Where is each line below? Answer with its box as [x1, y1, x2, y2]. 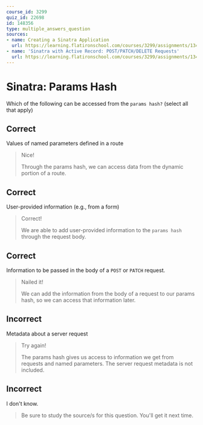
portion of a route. [21, 170, 66, 177]
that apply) [6, 106, 33, 114]
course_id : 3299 [6, 8, 47, 15]
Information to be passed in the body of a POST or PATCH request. [6, 267, 166, 274]
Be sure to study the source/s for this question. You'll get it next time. [21, 412, 194, 419]
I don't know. [6, 400, 39, 407]
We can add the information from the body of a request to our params [21, 290, 195, 297]
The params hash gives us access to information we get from [21, 353, 174, 360]
